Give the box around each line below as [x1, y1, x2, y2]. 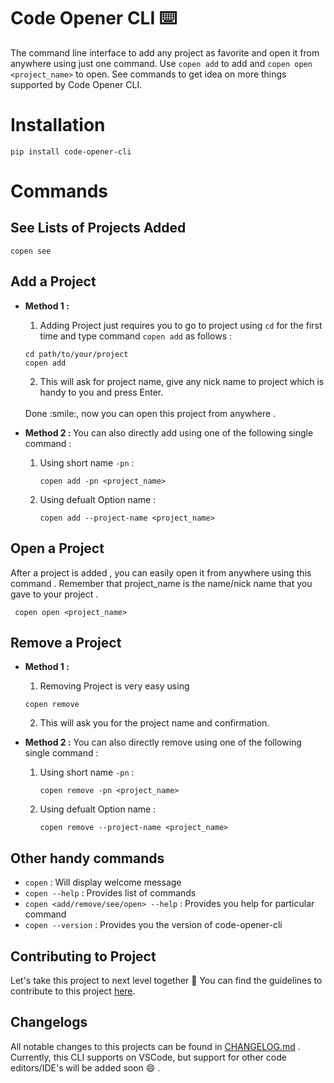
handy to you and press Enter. [39, 386, 164, 398]
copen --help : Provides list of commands [24, 887, 197, 899]
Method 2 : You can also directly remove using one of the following [24, 736, 302, 749]
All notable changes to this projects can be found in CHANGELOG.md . [10, 1040, 301, 1052]
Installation [10, 114, 106, 137]
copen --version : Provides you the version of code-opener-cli [24, 919, 283, 931]
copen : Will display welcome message [24, 876, 182, 889]
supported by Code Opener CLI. [10, 78, 143, 90]
